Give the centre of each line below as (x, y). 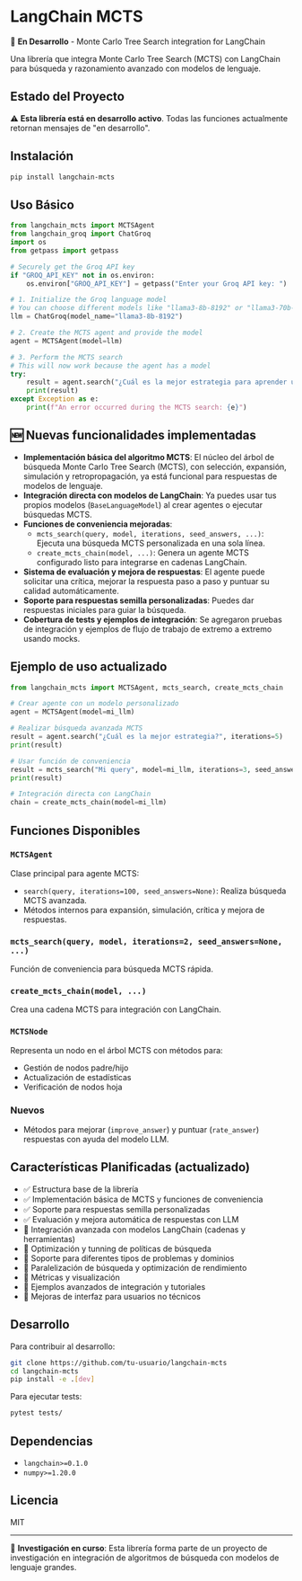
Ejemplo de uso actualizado (89, 667)
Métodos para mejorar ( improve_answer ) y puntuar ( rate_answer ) (141, 1129)
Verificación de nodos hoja (73, 1087)
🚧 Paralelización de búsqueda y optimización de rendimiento (135, 1267)
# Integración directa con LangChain (81, 794)
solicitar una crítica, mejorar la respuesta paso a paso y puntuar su (146, 581)
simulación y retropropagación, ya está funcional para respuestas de (150, 476)
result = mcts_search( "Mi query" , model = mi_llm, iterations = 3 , (131, 769)
